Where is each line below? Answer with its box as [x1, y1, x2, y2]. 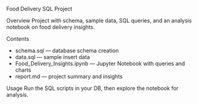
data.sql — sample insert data [15, 54, 90, 60]
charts [15, 66, 32, 74]
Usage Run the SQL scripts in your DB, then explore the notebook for [6, 85, 179, 92]
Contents [6, 35, 29, 42]
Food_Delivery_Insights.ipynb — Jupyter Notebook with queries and [15, 60, 185, 67]
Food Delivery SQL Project [6, 5, 73, 12]
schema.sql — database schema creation [15, 47, 119, 54]
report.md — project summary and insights [15, 73, 123, 80]
